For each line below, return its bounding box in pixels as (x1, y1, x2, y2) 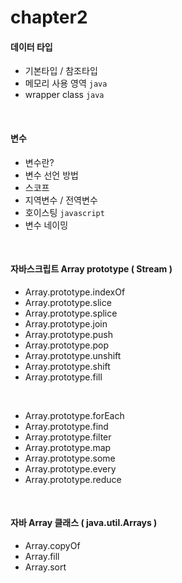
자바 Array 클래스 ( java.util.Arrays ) (10, 517, 158, 529)
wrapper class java (24, 89, 105, 101)
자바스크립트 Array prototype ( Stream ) (10, 263, 173, 275)
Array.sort (24, 561, 67, 573)
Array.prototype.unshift (24, 349, 122, 361)
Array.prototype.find (24, 420, 109, 432)
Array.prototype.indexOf (24, 286, 126, 298)
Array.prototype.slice (24, 296, 112, 308)
